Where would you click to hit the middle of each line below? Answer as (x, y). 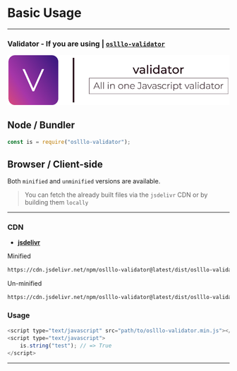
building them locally (56, 202)
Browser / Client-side (55, 164)
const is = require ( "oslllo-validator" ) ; (69, 142)
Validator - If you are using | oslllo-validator (86, 44)
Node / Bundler (41, 125)
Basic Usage (44, 13)
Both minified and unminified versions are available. (84, 181)
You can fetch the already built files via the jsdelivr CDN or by (116, 195)
